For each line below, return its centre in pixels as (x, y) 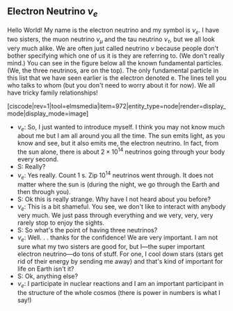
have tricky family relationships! (53, 93)
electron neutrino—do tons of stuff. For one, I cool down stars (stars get (120, 254)
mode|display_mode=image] (48, 113)
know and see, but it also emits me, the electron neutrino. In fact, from (118, 143)
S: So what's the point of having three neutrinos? (87, 230)
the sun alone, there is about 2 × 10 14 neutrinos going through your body (121, 151)
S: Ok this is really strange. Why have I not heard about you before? (114, 199)
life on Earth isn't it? (46, 269)
